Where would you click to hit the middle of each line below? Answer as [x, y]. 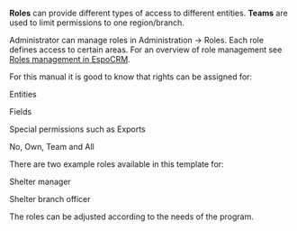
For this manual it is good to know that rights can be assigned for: [131, 77]
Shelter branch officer [50, 199]
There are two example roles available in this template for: [117, 164]
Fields [21, 111]
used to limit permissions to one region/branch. [97, 23]
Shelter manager [40, 181]
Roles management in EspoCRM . [70, 59]
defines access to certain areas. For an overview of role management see [146, 50]
